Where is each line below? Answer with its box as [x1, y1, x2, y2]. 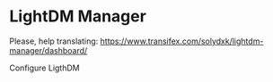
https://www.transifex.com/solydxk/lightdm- [100, 36, 264, 46]
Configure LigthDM [9, 62, 80, 73]
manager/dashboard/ [9, 45, 88, 55]
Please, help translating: [9, 36, 99, 46]
